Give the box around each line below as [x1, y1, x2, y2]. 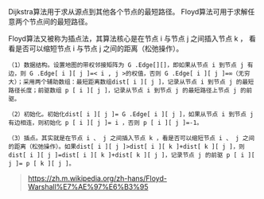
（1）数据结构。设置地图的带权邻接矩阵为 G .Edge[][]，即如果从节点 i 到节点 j [8, 61, 244, 69]
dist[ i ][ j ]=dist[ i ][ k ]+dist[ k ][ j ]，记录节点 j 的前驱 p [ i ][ [8, 151, 256, 159]
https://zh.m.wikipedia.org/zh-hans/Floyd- [27, 174, 167, 183]
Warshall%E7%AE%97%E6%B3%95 [27, 182, 149, 191]
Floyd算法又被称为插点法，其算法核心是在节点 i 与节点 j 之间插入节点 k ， [8, 34, 248, 43]
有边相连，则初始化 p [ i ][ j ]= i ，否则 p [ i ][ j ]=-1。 [8, 119, 203, 127]
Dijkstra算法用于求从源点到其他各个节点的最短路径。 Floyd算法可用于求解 [8, 7, 248, 16]
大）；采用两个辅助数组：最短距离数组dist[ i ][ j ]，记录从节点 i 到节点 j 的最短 [8, 78, 254, 86]
